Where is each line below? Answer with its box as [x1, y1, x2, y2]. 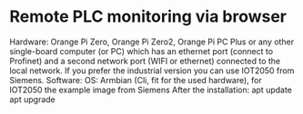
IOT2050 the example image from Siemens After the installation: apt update [9, 84, 293, 95]
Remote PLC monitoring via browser [9, 6, 288, 27]
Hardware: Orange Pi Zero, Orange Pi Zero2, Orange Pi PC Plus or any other [9, 36, 294, 47]
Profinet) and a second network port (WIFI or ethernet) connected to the [9, 55, 281, 66]
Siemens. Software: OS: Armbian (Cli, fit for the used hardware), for [9, 74, 262, 85]
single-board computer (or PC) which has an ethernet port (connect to [9, 45, 274, 56]
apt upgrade [9, 93, 56, 105]
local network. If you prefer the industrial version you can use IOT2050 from [9, 65, 295, 76]
